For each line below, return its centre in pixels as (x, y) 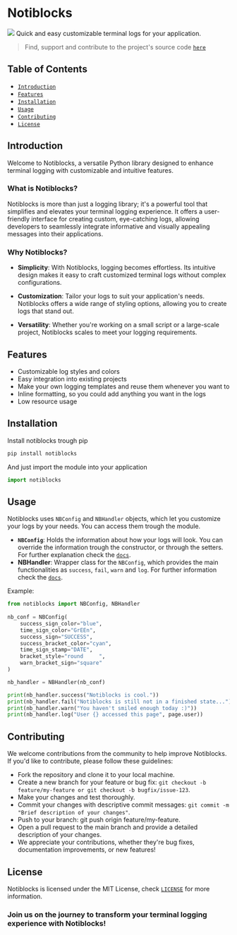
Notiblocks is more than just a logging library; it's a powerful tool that (108, 204)
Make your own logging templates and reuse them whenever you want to (123, 386)
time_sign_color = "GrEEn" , (58, 630)
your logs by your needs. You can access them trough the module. (104, 526)
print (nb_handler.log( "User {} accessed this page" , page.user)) (105, 715)
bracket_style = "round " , (63, 656)
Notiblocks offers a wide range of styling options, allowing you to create (122, 304)
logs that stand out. (45, 311)
